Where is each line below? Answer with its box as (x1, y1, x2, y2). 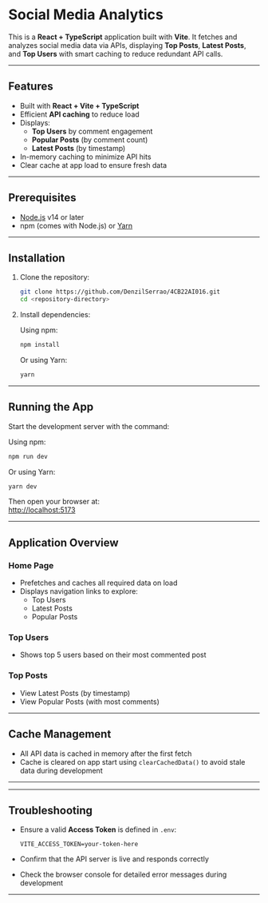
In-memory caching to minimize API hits (19, 152, 152, 161)
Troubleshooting (8, 803, 93, 817)
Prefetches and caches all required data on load (19, 578, 178, 588)
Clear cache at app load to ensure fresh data (19, 160, 167, 169)
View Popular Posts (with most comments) (19, 697, 160, 706)
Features (8, 80, 53, 93)
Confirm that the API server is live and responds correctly (19, 854, 210, 864)
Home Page (8, 559, 54, 571)
